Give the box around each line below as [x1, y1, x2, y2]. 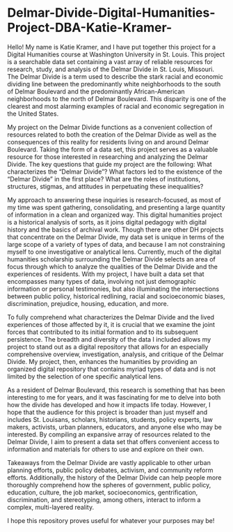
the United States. [7, 109, 59, 118]
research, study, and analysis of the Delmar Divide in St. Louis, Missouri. [7, 65, 214, 73]
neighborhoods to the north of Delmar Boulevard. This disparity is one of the [7, 94, 227, 102]
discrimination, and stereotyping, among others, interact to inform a [7, 495, 201, 503]
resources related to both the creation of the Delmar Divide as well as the [7, 130, 217, 139]
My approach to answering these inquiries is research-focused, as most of [7, 195, 221, 204]
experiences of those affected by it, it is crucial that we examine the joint [7, 320, 216, 328]
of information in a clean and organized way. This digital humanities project [7, 211, 223, 219]
